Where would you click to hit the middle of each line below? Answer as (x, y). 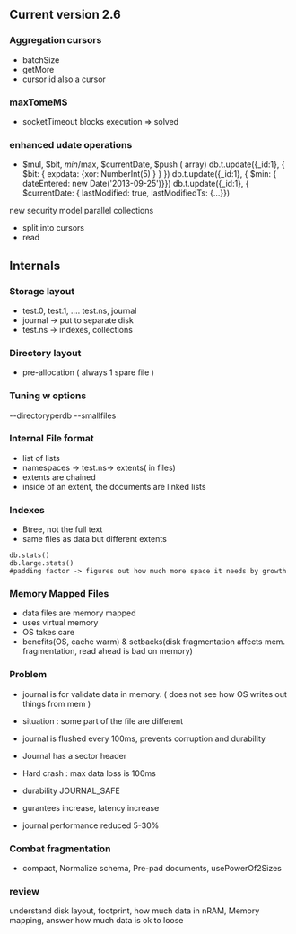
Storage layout (42, 291)
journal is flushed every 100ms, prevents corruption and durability (144, 738)
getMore (38, 69)
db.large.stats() (42, 563)
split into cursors (53, 228)
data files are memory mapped (79, 613)
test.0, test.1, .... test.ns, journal (79, 310)
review (25, 891)
